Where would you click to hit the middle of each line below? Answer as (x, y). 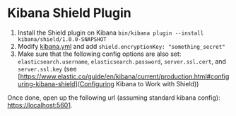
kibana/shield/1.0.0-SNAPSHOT (62, 39)
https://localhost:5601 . (40, 105)
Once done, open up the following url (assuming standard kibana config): (114, 98)
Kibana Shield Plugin (70, 13)
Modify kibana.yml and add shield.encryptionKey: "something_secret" (122, 46)
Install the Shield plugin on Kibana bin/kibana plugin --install (111, 33)
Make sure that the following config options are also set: (99, 54)
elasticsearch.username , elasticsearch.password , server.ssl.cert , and (122, 61)
